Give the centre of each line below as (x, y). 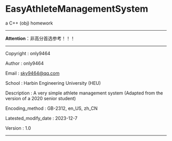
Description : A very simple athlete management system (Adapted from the (84, 93)
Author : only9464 (25, 63)
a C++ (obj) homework (29, 23)
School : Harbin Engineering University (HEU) (53, 83)
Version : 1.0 (18, 128)
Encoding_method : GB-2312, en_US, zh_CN (52, 108)
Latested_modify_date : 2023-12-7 (41, 118)
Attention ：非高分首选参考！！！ (40, 38)
